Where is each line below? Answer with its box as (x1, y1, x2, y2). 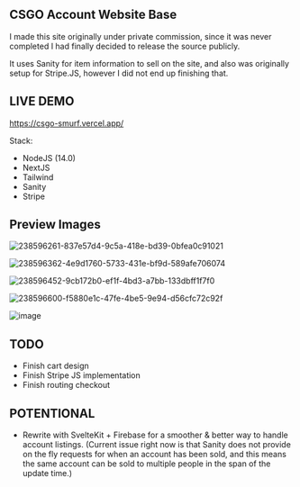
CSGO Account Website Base (9, 7, 177, 23)
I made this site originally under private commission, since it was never (9, 31, 272, 41)
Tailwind (22, 171, 54, 183)
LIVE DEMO (9, 94, 75, 109)
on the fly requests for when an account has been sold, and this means (22, 449, 286, 460)
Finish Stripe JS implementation (22, 370, 141, 381)
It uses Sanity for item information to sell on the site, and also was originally (9, 58, 290, 68)
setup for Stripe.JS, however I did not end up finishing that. (9, 68, 229, 78)
